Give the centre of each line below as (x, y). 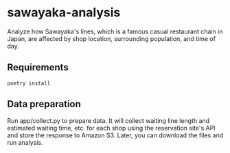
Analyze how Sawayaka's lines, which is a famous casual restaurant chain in (115, 31)
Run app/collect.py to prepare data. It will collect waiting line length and (108, 120)
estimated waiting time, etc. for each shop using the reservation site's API (111, 128)
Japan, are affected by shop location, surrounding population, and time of (112, 38)
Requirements (38, 67)
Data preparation (44, 104)
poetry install (29, 83)
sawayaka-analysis (64, 13)
